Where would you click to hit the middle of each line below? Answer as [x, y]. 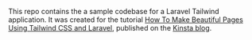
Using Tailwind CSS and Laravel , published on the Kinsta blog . [110, 28]
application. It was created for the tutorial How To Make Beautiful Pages [126, 20]
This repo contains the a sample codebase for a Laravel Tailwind [114, 11]
